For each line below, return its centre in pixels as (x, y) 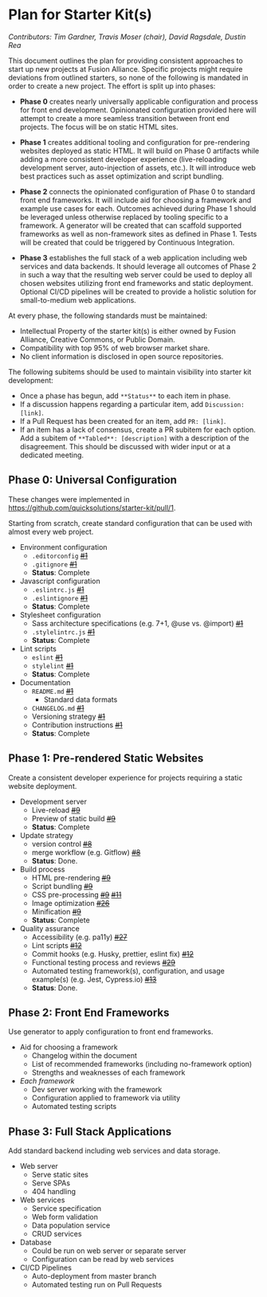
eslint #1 (47, 657)
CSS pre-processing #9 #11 (77, 895)
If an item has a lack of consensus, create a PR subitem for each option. (138, 429)
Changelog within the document (84, 1056)
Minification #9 (56, 911)
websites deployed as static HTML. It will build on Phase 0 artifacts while (139, 151)
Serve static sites (60, 1175)
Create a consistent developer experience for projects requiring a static (126, 778)
